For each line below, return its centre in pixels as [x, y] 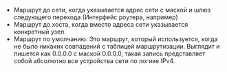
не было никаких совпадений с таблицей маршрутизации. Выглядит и [117, 46]
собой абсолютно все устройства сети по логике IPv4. [94, 61]
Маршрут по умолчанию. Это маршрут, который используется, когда [116, 39]
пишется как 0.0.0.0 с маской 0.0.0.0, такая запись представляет [109, 53]
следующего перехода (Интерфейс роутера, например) [96, 17]
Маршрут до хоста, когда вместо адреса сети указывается [101, 24]
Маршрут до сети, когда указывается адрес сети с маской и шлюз [112, 10]
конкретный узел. [40, 32]
